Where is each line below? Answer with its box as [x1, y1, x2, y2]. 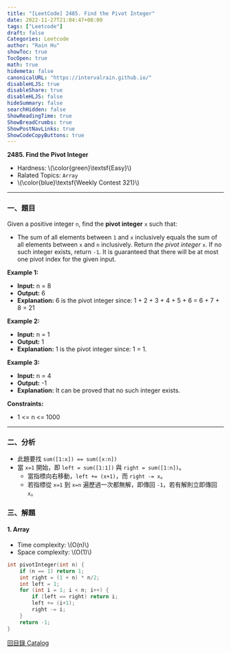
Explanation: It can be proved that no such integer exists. [16, 386, 181, 394]
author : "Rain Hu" [7, 42, 60, 49]
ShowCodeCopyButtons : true [7, 131, 85, 138]
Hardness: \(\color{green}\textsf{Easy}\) [16, 164, 132, 172]
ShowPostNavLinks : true [7, 125, 76, 132]
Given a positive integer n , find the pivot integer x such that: [7, 220, 177, 228]
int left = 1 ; [19, 580, 60, 587]
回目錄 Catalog [7, 638, 49, 647]
